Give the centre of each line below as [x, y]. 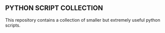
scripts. [13, 25]
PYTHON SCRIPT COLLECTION [54, 8]
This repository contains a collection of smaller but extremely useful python [83, 20]
